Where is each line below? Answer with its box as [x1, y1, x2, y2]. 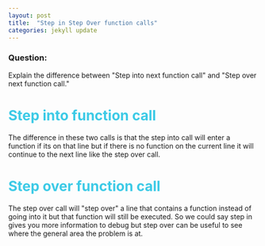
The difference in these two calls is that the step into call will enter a [8, 132, 231, 142]
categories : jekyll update [8, 26, 98, 34]
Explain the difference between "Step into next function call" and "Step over [8, 70, 257, 80]
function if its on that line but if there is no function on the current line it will [8, 141, 254, 150]
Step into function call [8, 106, 156, 124]
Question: [8, 52, 48, 63]
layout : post [8, 11, 52, 20]
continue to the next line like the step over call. [8, 149, 161, 159]
